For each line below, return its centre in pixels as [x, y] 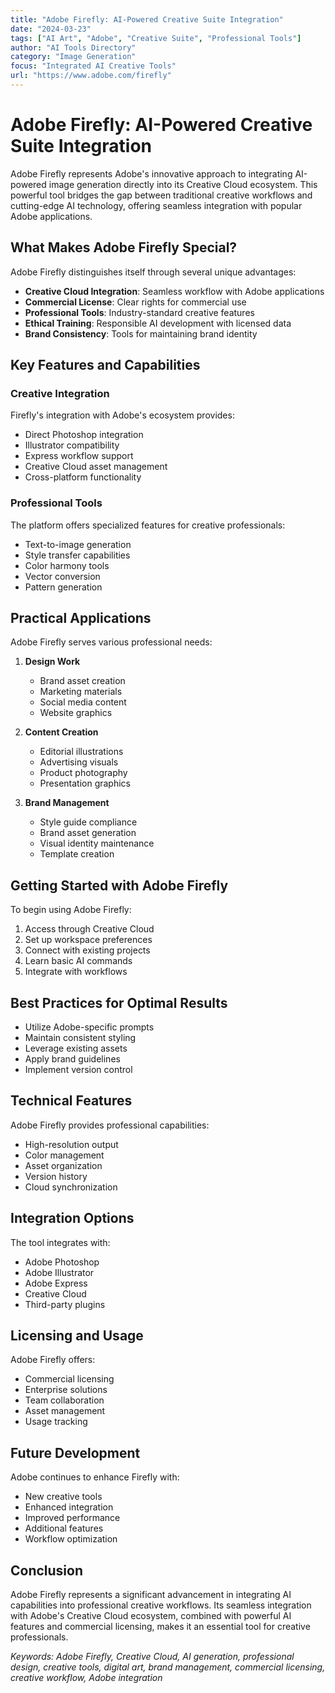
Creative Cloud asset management [96, 467]
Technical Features [71, 1101]
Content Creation [61, 732]
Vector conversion [62, 576]
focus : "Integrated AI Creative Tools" [93, 66]
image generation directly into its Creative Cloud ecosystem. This [183, 184]
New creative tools [63, 1497]
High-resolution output [71, 1144]
